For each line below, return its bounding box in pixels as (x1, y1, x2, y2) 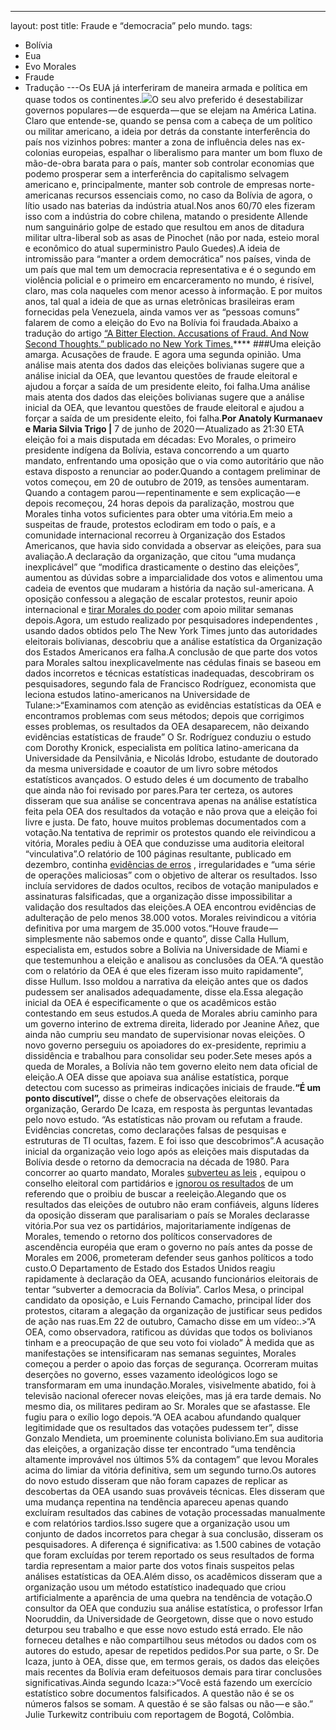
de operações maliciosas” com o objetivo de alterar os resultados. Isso (24, 869, 318, 881)
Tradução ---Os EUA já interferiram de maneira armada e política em (24, 82, 308, 93)
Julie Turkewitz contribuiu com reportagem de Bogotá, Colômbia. (24, 1709, 295, 1720)
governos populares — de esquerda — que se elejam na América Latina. (24, 104, 317, 116)
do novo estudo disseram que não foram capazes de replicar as (24, 1475, 288, 1486)
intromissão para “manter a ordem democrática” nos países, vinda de (24, 253, 312, 265)
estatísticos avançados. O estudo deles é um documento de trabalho (24, 774, 309, 785)
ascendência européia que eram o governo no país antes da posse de (24, 1241, 313, 1253)
